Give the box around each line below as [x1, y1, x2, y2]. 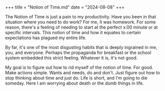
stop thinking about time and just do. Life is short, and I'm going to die [5, 75, 148, 81]
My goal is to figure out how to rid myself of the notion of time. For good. [5, 64, 153, 70]
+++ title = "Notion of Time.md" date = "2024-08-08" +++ [5, 4, 125, 10]
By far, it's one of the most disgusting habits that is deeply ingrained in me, [5, 45, 158, 50]
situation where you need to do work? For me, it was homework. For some [5, 19, 156, 25]
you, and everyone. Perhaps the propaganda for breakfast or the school [5, 49, 152, 55]
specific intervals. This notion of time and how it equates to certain [5, 30, 141, 35]
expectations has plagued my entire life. [5, 35, 86, 41]
